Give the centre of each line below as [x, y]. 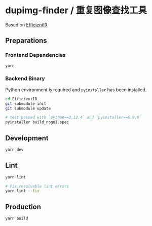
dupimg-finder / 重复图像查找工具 [76, 10]
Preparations [26, 41]
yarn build [17, 218]
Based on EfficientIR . [27, 25]
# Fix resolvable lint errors [37, 186]
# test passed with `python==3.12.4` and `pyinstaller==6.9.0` [73, 118]
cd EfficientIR [21, 99]
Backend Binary [25, 79]
